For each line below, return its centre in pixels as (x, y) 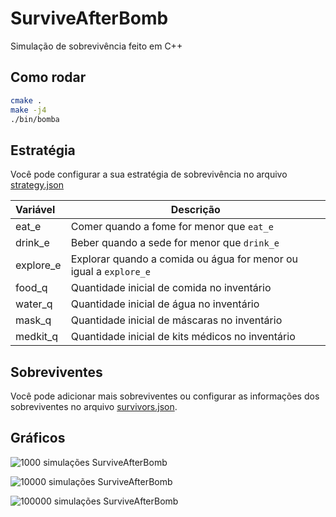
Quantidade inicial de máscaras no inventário (176, 320)
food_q (31, 288)
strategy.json (37, 185)
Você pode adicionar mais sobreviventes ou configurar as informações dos (165, 396)
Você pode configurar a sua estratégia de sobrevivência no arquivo (149, 174)
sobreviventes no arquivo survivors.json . (94, 406)
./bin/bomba (35, 119)
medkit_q (37, 337)
